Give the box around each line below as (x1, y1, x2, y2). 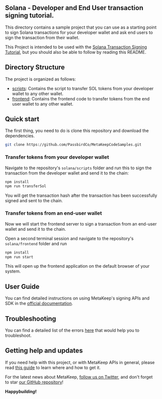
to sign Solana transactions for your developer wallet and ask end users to (5, 29, 153, 35)
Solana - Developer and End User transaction (5, 4, 144, 12)
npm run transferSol (5, 184, 47, 189)
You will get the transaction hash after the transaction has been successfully (5, 192, 157, 198)
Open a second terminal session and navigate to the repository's (5, 235, 134, 241)
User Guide (5, 282, 40, 290)
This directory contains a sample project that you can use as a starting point (5, 24, 157, 30)
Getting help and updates (5, 347, 83, 355)
